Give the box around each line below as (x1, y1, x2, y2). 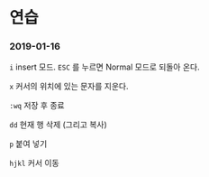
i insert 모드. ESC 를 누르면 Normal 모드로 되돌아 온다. (9, 61, 200, 72)
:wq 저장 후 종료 (9, 100, 65, 111)
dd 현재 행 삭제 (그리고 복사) (9, 119, 108, 130)
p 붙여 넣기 (9, 138, 48, 149)
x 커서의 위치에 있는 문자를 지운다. (9, 81, 129, 92)
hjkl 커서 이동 (9, 158, 60, 169)
